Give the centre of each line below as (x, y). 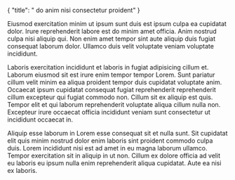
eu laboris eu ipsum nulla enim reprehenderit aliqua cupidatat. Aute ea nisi (114, 163)
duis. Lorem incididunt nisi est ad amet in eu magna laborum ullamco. (107, 148)
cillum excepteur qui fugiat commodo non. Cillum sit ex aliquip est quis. (110, 97)
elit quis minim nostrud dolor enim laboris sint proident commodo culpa (110, 141)
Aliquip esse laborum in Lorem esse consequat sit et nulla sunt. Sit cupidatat (117, 133)
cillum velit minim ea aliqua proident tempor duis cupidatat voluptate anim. (115, 82)
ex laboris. (22, 171)
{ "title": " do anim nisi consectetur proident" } (74, 10)
